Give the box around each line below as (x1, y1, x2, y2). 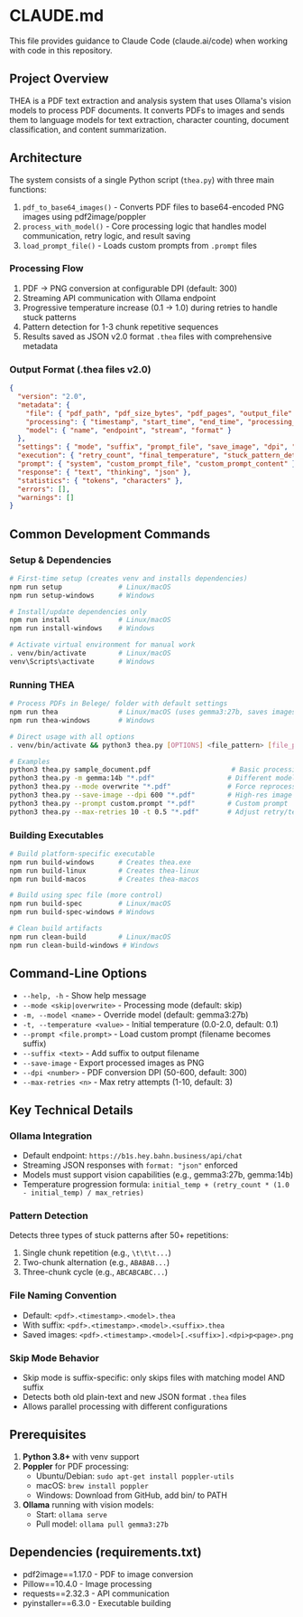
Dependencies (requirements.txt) (9, 1545, 202, 1560)
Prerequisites (9, 1427, 87, 1442)
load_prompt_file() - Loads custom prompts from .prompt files (22, 240, 257, 251)
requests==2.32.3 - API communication (22, 1588, 170, 1599)
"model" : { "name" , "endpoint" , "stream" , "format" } (25, 426, 232, 435)
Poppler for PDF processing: (22, 1461, 129, 1471)
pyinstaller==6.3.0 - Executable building (22, 1597, 171, 1608)
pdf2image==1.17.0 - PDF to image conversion (22, 1568, 194, 1579)
